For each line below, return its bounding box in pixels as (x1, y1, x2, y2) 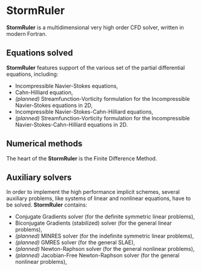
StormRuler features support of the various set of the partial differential (6, 64, 185, 71)
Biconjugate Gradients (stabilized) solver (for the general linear (15, 219, 173, 227)
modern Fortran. (6, 30, 47, 37)
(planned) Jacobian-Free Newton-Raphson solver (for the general (15, 252, 180, 259)
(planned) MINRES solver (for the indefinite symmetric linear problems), (15, 232, 194, 240)
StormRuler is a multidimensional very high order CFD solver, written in (6, 24, 185, 31)
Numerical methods (6, 139, 83, 149)
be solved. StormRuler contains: (6, 201, 88, 208)
